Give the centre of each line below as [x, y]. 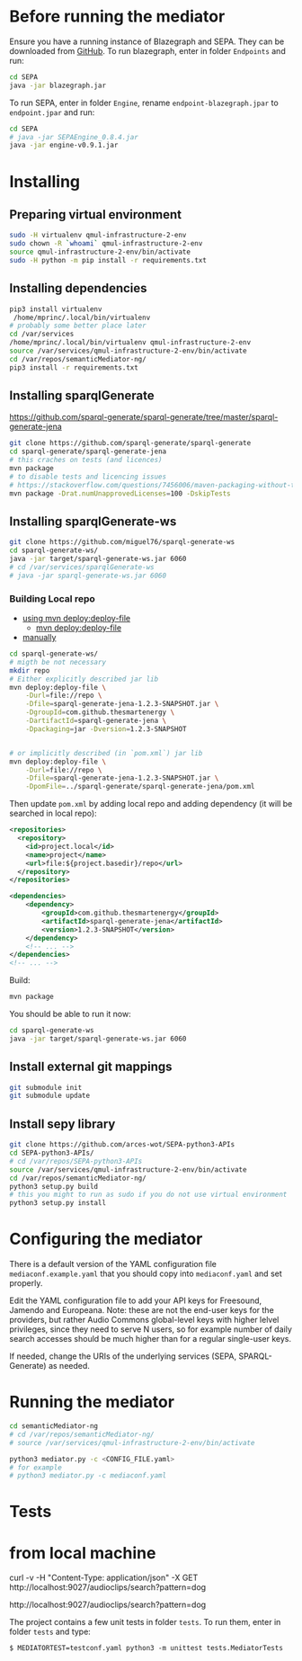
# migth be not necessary [58, 662]
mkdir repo [30, 670]
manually [39, 638]
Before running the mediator [117, 17]
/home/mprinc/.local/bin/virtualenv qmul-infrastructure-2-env [130, 343]
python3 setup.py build [54, 1186]
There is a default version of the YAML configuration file [113, 1264]
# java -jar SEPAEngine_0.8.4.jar [74, 137]
